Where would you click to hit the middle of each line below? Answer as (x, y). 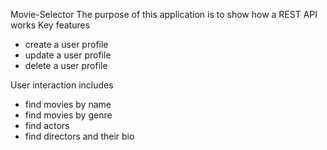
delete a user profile (66, 65)
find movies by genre (68, 115)
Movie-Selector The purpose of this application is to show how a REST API (164, 14)
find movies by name (68, 104)
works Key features (50, 25)
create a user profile (66, 44)
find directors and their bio (79, 136)
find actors (47, 125)
